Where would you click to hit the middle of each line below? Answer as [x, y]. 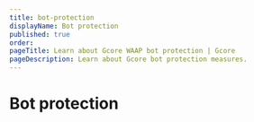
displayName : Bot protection [64, 26]
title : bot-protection [52, 17]
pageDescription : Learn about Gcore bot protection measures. [128, 59]
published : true [40, 34]
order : [22, 43]
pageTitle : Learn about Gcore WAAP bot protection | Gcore [122, 51]
